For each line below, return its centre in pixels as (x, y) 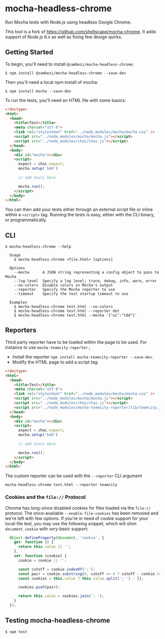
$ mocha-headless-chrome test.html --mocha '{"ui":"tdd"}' (76, 315)
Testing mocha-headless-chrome (58, 621)
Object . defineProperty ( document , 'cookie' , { (57, 537)
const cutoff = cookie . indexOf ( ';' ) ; (57, 569)
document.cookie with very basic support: (47, 529)
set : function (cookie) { (41, 556)
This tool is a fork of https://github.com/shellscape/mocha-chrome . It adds (81, 31)
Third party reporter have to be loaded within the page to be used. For (76, 342)
